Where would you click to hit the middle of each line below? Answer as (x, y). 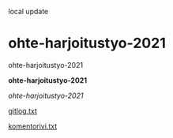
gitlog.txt (23, 110)
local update (28, 11)
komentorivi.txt (33, 126)
